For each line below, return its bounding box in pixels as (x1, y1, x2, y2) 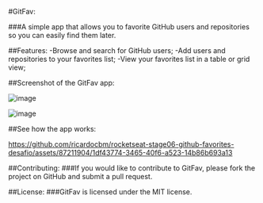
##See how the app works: (8, 124, 97, 133)
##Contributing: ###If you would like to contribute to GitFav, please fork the (8, 163, 256, 173)
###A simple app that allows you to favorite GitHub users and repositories (8, 22, 250, 31)
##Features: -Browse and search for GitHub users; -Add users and (8, 46, 226, 55)
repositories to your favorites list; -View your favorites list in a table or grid (8, 55, 250, 63)
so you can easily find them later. (8, 31, 116, 40)
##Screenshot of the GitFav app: (8, 79, 115, 87)
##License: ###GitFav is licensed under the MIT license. (8, 187, 192, 197)
